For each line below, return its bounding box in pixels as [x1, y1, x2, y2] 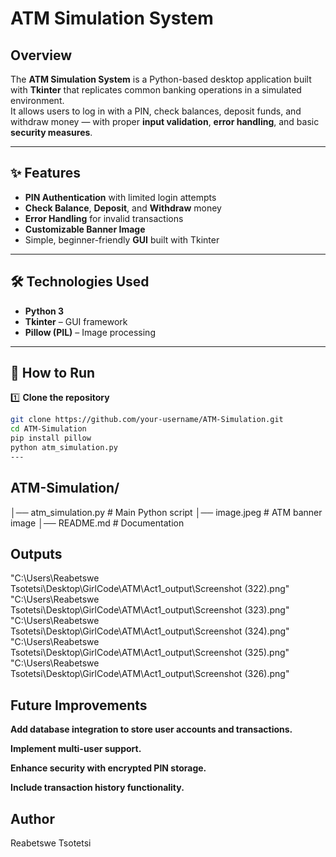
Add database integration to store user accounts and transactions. [10, 723, 293, 736]
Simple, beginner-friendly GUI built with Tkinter [24, 233, 220, 246]
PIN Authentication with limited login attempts [24, 191, 217, 203]
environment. [10, 95, 65, 106]
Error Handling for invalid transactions [24, 212, 184, 224]
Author [10, 810, 55, 827]
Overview [10, 47, 73, 64]
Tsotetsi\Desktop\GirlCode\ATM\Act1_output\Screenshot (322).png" [10, 583, 290, 595]
